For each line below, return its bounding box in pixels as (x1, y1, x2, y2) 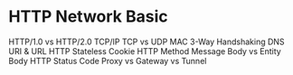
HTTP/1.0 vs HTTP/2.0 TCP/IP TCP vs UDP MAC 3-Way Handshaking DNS (8, 36, 286, 47)
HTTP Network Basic (8, 6, 168, 27)
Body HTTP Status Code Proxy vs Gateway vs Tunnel (8, 55, 207, 66)
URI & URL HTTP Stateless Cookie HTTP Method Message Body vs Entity (8, 45, 281, 56)
